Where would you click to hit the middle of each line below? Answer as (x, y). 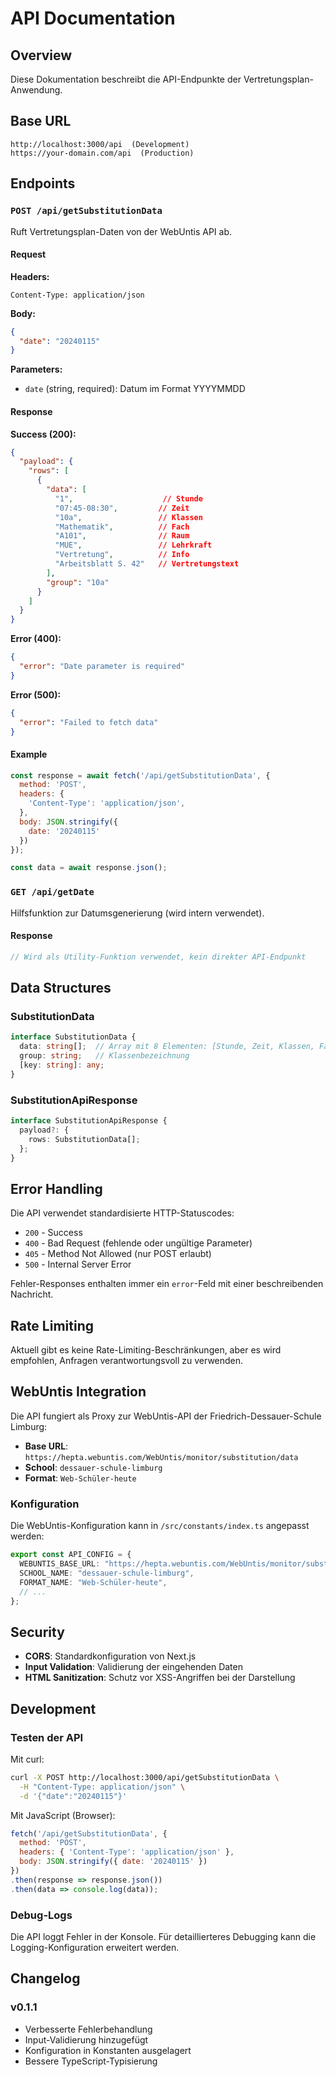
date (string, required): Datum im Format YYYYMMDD (135, 389)
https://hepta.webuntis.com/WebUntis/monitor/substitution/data (161, 1457)
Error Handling (56, 1188)
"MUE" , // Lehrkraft (133, 545)
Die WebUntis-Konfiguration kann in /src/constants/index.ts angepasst (160, 1526)
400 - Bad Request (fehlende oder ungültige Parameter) (138, 1243)
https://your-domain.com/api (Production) (102, 153)
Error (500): (36, 694)
